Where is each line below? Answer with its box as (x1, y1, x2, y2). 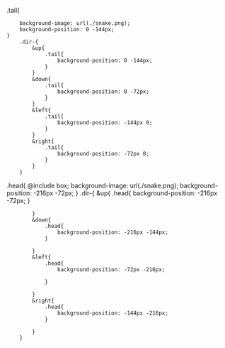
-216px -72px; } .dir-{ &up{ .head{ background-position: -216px (33, 189, 218, 197)
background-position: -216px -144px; (57, 229, 169, 236)
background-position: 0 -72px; (57, 88, 150, 95)
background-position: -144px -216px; (57, 310, 169, 317)
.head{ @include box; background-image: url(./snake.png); (6, 181, 178, 190)
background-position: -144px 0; (57, 119, 153, 126)
